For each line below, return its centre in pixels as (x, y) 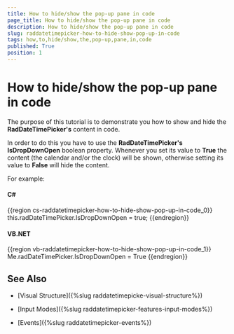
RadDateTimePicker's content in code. (64, 129)
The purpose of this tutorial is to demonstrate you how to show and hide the (117, 121)
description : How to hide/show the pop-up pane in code (90, 27)
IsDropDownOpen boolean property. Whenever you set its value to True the (117, 150)
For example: (26, 179)
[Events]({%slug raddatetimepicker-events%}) (84, 323)
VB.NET (19, 234)
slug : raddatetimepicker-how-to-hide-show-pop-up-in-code (94, 33)
